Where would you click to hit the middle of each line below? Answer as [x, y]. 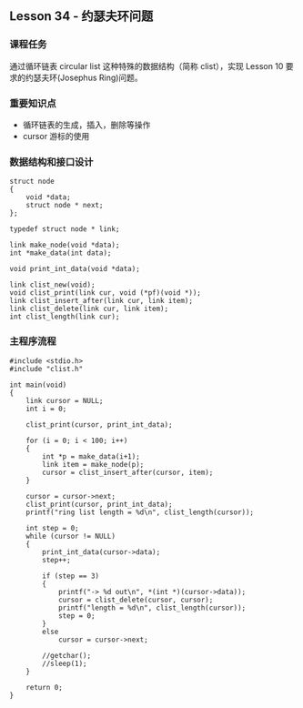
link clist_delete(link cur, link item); [89, 309]
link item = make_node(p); [93, 464]
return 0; [45, 687]
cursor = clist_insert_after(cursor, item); [128, 472]
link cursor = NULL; [65, 400]
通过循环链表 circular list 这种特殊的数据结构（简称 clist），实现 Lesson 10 [146, 66]
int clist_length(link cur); [65, 317]
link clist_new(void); [52, 285]
